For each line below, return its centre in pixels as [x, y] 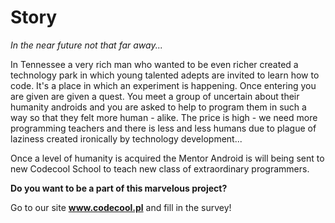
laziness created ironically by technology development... [126, 138]
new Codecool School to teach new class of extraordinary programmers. [160, 168]
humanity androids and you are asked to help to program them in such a [158, 107]
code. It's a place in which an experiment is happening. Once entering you [163, 85]
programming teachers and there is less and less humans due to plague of [163, 128]
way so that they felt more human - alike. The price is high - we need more [164, 117]
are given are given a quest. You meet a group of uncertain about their [155, 96]
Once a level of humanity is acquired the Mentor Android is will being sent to [167, 158]
